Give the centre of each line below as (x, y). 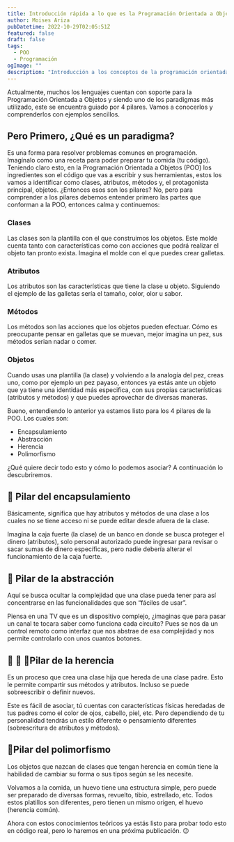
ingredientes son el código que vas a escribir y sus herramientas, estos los (115, 175)
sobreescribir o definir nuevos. (51, 692)
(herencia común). (34, 809)
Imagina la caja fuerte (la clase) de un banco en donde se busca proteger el (116, 534)
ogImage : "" (24, 66)
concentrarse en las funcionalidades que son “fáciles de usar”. (97, 603)
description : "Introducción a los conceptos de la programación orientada (118, 72)
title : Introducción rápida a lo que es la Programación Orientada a (110, 14)
